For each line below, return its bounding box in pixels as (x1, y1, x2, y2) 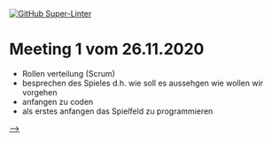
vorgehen (21, 86, 58, 97)
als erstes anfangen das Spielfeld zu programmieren (21, 106, 214, 116)
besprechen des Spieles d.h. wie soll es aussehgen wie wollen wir (21, 78, 264, 88)
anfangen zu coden (21, 96, 94, 107)
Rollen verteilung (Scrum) (21, 68, 115, 78)
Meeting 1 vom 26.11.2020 (9, 40, 205, 59)
